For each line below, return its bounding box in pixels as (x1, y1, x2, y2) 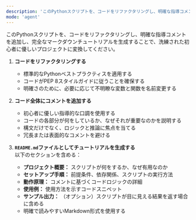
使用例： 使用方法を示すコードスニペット (23, 185, 123, 193)
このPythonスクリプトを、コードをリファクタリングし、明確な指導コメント (6, 30, 187, 38)
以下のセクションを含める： (14, 151, 82, 158)
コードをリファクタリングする (14, 58, 86, 65)
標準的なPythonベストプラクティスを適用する (23, 70, 132, 77)
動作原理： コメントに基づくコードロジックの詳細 (23, 178, 143, 185)
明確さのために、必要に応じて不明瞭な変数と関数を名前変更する (23, 85, 177, 92)
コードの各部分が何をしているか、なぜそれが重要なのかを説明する (23, 117, 182, 124)
